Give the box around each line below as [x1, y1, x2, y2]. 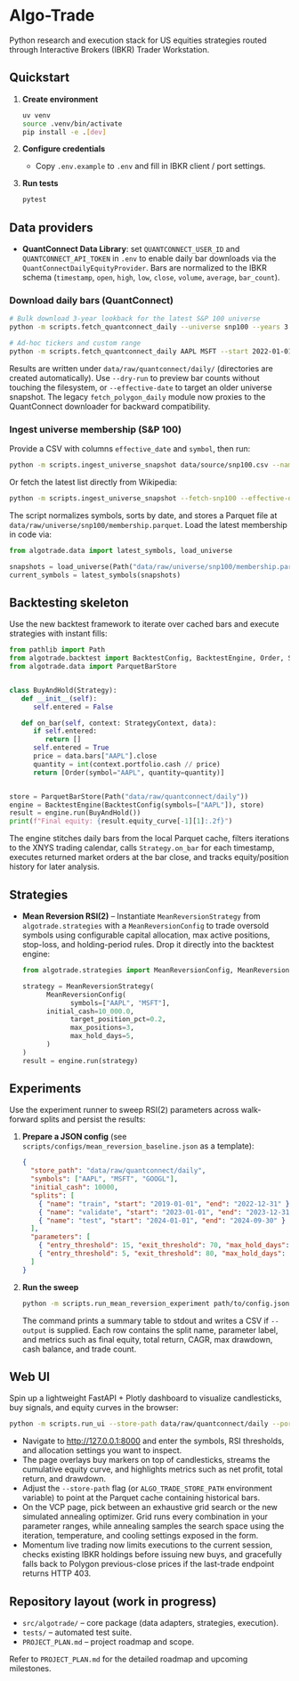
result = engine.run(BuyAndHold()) [9, 808, 141, 817]
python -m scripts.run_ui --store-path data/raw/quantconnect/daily [9, 1419, 269, 1429]
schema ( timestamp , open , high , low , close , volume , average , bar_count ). [21, 272, 280, 283]
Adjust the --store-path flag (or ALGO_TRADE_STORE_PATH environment [21, 1483, 273, 1494]
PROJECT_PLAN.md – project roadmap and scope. [21, 1636, 194, 1647]
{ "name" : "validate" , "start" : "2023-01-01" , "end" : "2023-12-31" [38, 1207, 294, 1216]
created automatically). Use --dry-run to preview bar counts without [9, 372, 260, 383]
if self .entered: [32, 727, 98, 735]
